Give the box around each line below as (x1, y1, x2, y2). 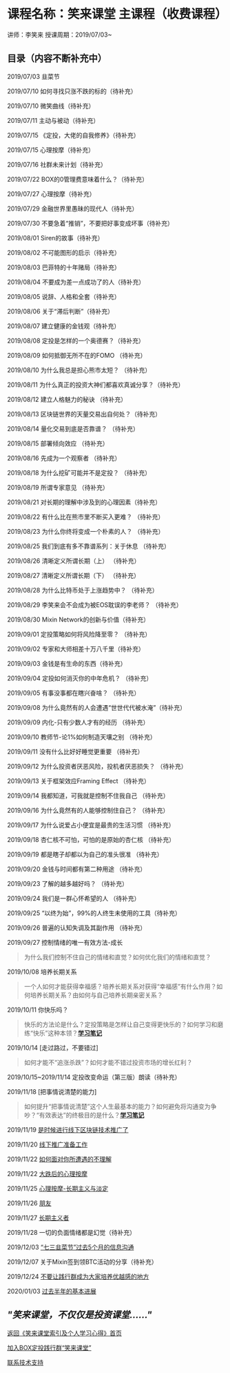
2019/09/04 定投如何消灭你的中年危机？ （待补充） (7, 674, 153, 682)
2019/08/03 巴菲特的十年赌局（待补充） (7, 263, 121, 271)
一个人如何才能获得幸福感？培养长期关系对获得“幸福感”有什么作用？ (23, 982, 217, 990)
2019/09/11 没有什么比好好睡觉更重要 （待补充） (7, 747, 144, 756)
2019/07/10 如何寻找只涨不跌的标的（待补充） (7, 87, 137, 95)
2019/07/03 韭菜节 (7, 72, 60, 80)
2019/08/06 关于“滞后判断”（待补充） (7, 307, 114, 315)
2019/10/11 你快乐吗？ (7, 1006, 69, 1014)
